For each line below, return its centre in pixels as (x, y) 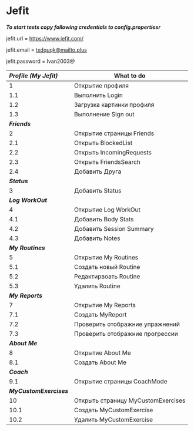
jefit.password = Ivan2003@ (41, 61)
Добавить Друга (98, 171)
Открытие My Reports (105, 305)
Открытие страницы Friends (114, 133)
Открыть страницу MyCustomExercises (130, 400)
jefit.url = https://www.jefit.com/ (45, 38)
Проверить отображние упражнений (127, 324)
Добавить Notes (97, 238)
